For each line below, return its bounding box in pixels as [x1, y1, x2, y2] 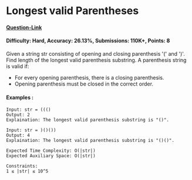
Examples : [6, 94, 34, 101]
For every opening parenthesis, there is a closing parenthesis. [14, 74, 164, 81]
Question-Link [6, 23, 42, 30]
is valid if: [6, 63, 29, 70]
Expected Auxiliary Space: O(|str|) [6, 153, 96, 159]
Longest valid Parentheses [6, 4, 139, 18]
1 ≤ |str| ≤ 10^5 [6, 168, 49, 174]
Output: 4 [6, 133, 31, 138]
